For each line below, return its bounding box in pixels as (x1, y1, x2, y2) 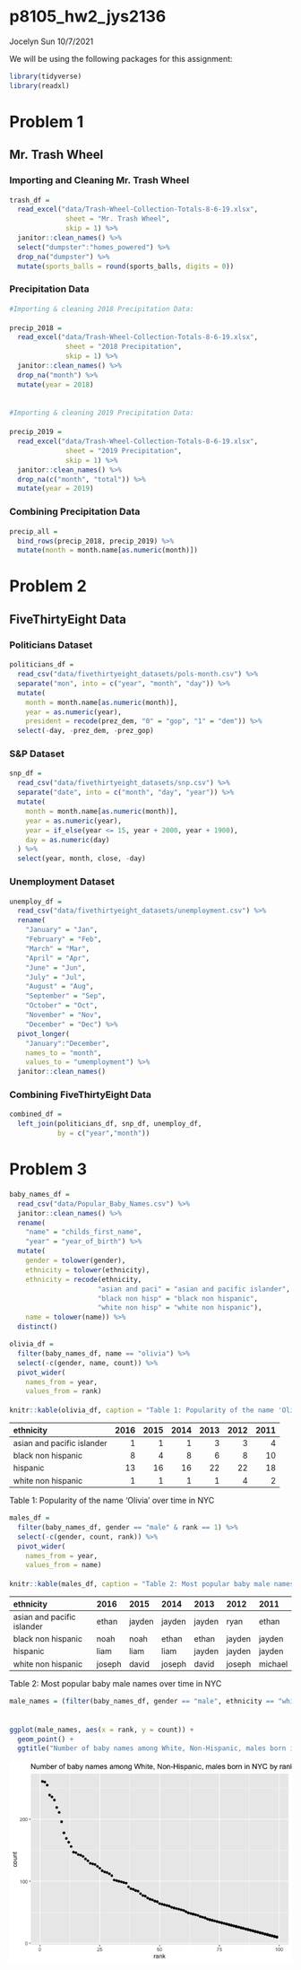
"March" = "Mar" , (25, 944, 90, 953)
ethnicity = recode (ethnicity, (25, 1275, 142, 1284)
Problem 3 (9, 1159, 88, 1180)
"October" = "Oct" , (25, 1001, 99, 1010)
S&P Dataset (9, 747, 64, 760)
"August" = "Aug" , (25, 982, 94, 991)
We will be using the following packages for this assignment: (9, 53, 233, 64)
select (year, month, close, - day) (17, 854, 146, 863)
